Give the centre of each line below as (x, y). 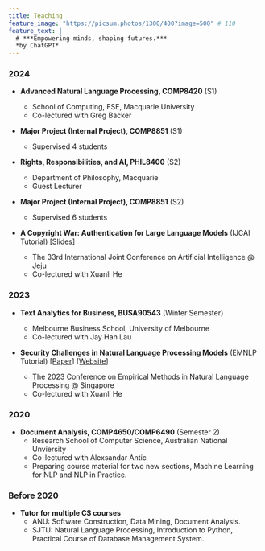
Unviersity (49, 449)
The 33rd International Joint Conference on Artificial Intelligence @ (143, 257)
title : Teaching (35, 16)
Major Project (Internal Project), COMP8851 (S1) (101, 131)
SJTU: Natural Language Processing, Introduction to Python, (132, 530)
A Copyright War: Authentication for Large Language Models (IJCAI (135, 233)
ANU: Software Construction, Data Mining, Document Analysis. (136, 522)
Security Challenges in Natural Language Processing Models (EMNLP (139, 352)
